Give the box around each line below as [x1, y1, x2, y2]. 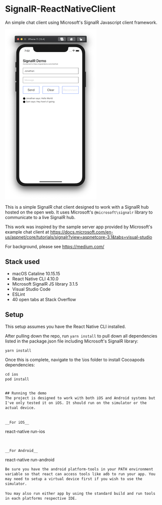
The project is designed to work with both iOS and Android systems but [5, 396, 156, 400]
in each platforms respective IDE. [5, 496, 77, 501]
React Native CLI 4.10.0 [12, 276, 59, 282]
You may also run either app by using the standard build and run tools [5, 491, 156, 496]
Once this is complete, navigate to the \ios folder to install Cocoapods [5, 357, 145, 362]
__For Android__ [5, 448, 38, 453]
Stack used [5, 258, 40, 266]
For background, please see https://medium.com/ [5, 243, 105, 249]
